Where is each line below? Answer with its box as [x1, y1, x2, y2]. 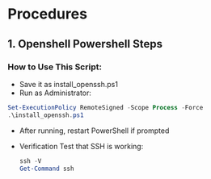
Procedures [7, 5, 88, 23]
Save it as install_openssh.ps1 [19, 79, 119, 89]
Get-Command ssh [19, 164, 74, 173]
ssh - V [19, 156, 42, 165]
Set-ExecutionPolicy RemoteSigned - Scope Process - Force [7, 103, 204, 111]
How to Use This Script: [7, 61, 103, 73]
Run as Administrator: [19, 88, 92, 98]
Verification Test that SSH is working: [19, 141, 144, 151]
